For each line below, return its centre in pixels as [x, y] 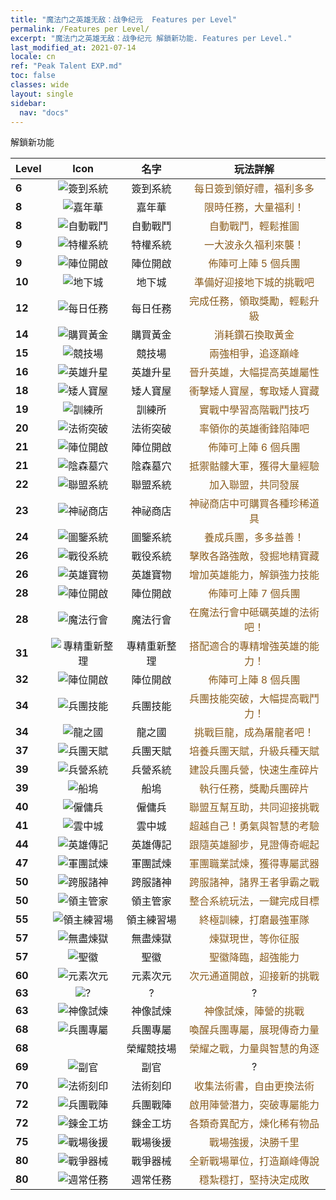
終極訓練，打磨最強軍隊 [254, 920]
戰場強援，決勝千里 [254, 1143]
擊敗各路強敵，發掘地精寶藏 [254, 556]
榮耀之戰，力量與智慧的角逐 [254, 1049]
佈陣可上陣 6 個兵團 [254, 448]
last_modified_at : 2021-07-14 [73, 47]
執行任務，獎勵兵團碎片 [254, 789]
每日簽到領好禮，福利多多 [254, 189]
